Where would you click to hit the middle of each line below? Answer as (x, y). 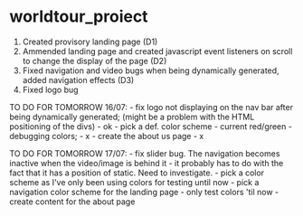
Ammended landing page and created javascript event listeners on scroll (157, 51)
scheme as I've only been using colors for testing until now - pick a (134, 182)
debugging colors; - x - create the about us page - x (107, 136)
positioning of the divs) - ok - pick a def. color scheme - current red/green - (151, 126)
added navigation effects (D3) (78, 80)
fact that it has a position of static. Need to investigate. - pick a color (137, 173)
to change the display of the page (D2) (95, 61)
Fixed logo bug (50, 89)
